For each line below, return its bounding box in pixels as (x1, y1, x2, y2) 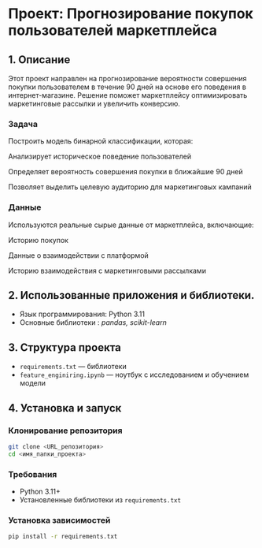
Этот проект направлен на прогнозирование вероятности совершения (8, 74, 247, 83)
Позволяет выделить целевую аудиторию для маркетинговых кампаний (8, 182, 252, 192)
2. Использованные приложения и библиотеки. (8, 289, 255, 302)
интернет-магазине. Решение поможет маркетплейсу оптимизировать (8, 91, 248, 99)
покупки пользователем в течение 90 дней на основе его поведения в (8, 82, 246, 91)
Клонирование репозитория (8, 425, 123, 436)
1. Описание (8, 53, 71, 66)
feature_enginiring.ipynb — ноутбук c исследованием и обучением (19, 370, 249, 379)
